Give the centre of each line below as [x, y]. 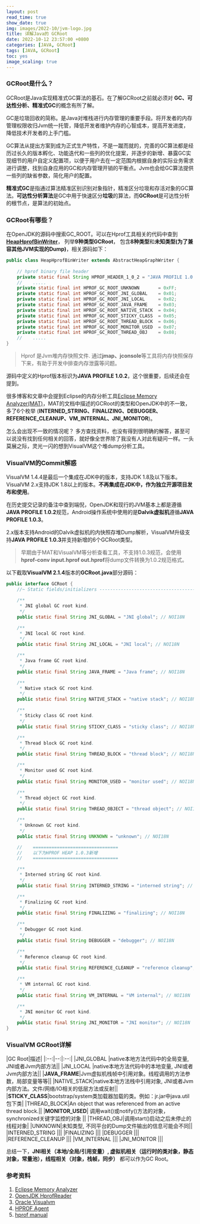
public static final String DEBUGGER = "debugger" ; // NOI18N [96, 940]
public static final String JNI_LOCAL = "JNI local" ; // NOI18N [98, 645]
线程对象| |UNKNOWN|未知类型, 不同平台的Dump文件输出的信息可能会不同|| [99, 1126]
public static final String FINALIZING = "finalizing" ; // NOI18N [101, 913]
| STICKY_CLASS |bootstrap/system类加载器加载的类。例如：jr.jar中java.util [98, 1096]
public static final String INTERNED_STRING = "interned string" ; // [105, 885]
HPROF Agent [32, 1208]
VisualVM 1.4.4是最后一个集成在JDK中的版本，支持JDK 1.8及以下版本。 [93, 477]
